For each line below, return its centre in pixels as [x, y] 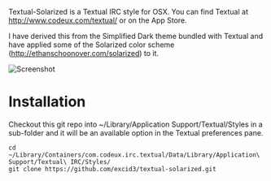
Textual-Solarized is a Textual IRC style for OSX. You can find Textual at [128, 12]
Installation [47, 102]
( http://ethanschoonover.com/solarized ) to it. [84, 53]
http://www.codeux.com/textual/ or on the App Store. [98, 20]
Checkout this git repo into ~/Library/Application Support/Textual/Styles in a [135, 124]
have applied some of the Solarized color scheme [92, 45]
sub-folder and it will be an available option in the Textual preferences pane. [136, 132]
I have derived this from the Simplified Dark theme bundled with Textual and [136, 36]
